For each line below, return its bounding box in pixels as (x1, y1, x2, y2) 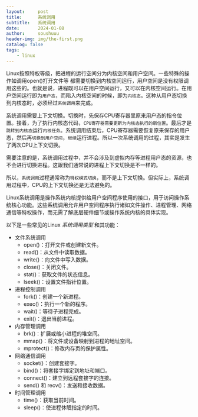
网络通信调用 (14, 352, 46, 359)
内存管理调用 (14, 322, 46, 329)
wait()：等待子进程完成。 (23, 308, 84, 315)
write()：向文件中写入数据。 (23, 256, 91, 263)
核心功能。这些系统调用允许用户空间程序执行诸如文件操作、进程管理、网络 (11, 201, 192, 208)
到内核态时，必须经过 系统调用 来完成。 (6, 99, 96, 106)
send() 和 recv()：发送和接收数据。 (23, 382, 109, 389)
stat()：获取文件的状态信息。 (23, 270, 94, 278)
